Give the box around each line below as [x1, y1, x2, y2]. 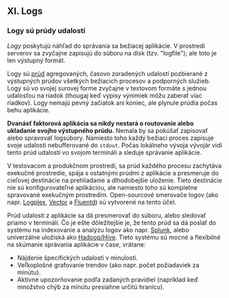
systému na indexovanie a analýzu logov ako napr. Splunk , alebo [7, 225, 190, 234]
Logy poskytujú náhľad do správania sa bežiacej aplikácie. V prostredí [7, 41, 205, 50]
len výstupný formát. [7, 56, 66, 64]
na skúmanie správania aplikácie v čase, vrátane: [7, 240, 146, 249]
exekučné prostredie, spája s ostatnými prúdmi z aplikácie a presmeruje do [7, 169, 219, 177]
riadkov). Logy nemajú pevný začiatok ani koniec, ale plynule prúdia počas [7, 99, 218, 107]
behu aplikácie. [7, 105, 50, 114]
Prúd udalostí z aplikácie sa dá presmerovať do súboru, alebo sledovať [7, 211, 206, 219]
